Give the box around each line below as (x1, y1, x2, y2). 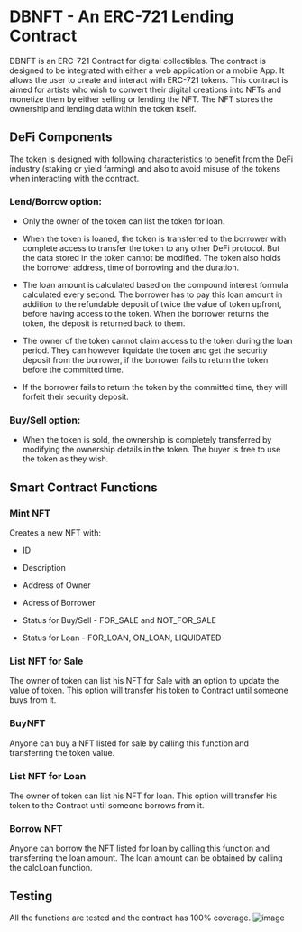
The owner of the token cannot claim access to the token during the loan (22, 336, 293, 347)
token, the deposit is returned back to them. (22, 318, 186, 329)
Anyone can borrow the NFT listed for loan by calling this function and (9, 843, 270, 854)
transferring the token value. (9, 747, 115, 758)
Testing (9, 888, 53, 904)
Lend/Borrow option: (9, 195, 102, 208)
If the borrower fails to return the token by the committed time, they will (22, 382, 288, 393)
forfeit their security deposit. (22, 391, 129, 403)
